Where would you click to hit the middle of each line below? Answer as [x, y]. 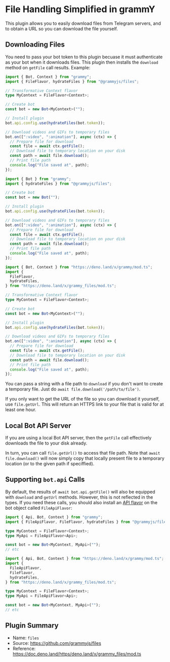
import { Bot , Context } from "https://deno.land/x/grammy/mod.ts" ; [79, 267]
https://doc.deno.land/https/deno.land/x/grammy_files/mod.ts [77, 654]
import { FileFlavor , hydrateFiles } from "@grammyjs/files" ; [72, 81]
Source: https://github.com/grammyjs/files [57, 643]
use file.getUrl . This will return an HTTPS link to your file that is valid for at [84, 404]
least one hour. [21, 410]
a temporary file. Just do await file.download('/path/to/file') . [73, 389]
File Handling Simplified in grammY [80, 9]
